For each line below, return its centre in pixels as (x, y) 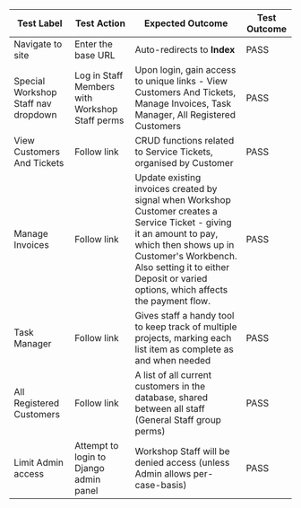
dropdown (35, 114)
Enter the (94, 44)
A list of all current (173, 375)
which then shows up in (185, 245)
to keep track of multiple (186, 327)
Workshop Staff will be (182, 451)
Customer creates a (176, 211)
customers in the (170, 386)
